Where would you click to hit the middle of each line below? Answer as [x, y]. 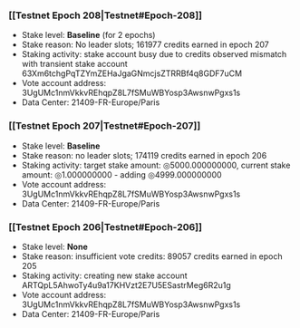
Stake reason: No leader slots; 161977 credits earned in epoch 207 [145, 44]
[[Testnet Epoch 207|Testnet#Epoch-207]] [105, 126]
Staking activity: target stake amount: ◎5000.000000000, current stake [156, 165]
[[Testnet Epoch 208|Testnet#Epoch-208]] [106, 15]
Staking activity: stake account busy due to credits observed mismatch [154, 54]
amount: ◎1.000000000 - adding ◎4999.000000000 [122, 174]
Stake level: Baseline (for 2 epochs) [88, 35]
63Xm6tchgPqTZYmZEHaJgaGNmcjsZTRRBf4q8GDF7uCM [131, 73]
